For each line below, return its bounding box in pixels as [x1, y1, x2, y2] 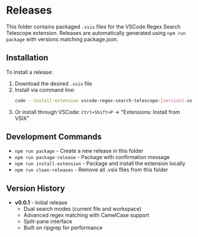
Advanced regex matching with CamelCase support [23, 212, 150, 219]
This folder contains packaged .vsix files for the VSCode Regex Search [6, 23, 181, 30]
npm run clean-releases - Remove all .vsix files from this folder [14, 166, 168, 173]
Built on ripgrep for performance [23, 224, 103, 231]
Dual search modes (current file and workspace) [23, 205, 142, 213]
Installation [6, 53, 48, 63]
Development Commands [6, 132, 102, 142]
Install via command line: [14, 86, 76, 93]
